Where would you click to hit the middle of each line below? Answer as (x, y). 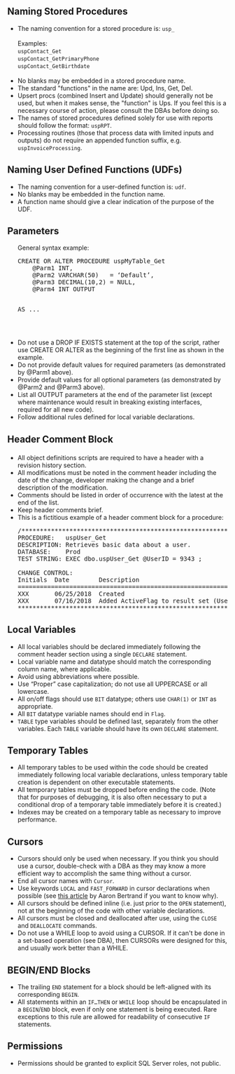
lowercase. (33, 691)
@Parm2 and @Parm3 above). (61, 387)
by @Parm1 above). (45, 372)
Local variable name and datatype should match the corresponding (114, 662)
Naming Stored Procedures (67, 12)
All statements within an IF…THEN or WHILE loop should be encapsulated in (122, 1002)
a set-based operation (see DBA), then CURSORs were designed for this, (122, 941)
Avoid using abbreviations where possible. (78, 676)
